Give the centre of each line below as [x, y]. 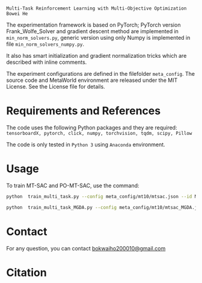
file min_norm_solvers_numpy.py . [45, 44]
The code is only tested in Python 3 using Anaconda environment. [86, 145]
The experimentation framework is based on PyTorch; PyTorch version [93, 25]
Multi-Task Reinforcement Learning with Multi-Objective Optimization [96, 8]
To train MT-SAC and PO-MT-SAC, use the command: [73, 185]
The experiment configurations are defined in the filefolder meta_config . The [101, 74]
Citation [26, 272]
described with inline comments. [47, 62]
